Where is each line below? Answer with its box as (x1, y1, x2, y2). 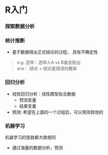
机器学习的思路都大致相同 (5, 135, 56, 140)
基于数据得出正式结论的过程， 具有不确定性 (12, 49, 98, 55)
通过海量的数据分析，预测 (12, 145, 63, 151)
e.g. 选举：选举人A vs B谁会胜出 (16, 59, 81, 66)
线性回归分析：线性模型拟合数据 (12, 91, 76, 97)
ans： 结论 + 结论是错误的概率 (16, 66, 77, 71)
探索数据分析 (5, 23, 35, 30)
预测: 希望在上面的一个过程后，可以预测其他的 (12, 109, 104, 115)
